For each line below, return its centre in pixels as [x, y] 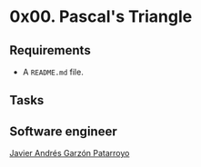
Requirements [50, 50]
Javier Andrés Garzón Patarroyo [70, 153]
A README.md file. [53, 72]
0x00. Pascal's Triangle [101, 17]
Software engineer [63, 131]
